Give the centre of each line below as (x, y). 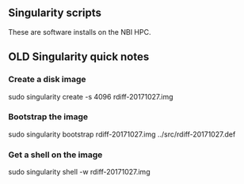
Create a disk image (47, 80)
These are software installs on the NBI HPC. (80, 32)
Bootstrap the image (48, 117)
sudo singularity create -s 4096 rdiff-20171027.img (91, 96)
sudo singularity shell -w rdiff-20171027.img (79, 172)
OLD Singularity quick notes (79, 57)
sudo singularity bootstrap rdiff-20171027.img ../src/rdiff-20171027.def (122, 134)
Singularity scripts (55, 13)
